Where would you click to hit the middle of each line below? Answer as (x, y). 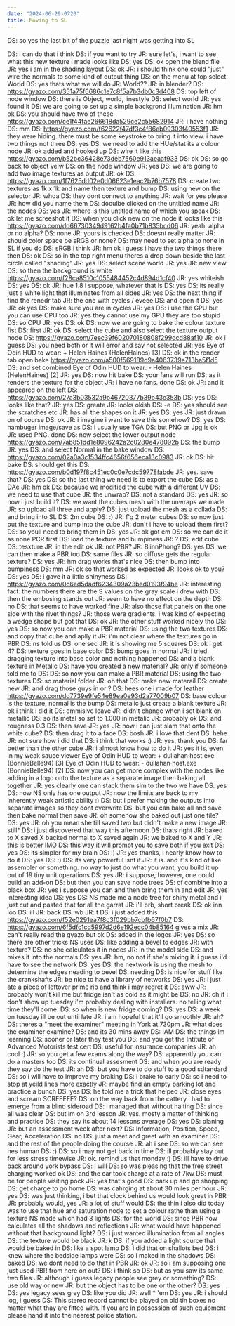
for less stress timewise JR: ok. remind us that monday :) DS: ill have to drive (118, 1158)
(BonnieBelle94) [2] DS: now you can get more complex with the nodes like (116, 770)
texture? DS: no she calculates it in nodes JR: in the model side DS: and (110, 950)
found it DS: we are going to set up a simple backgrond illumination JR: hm (115, 106)
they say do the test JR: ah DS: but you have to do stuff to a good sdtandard (117, 1069)
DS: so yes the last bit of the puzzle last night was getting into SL (101, 40)
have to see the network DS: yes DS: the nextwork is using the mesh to (110, 964)
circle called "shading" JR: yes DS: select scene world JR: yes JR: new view (117, 263)
